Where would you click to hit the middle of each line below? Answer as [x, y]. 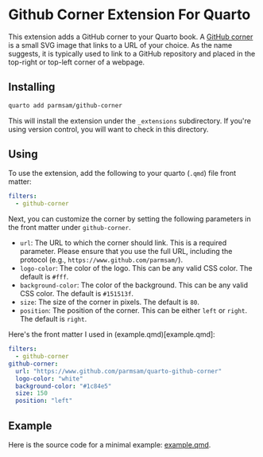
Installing [32, 87]
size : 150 [31, 393]
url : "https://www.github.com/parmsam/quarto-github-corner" [119, 371]
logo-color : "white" [49, 379]
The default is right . [53, 319]
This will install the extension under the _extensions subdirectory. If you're [130, 120]
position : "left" [44, 401]
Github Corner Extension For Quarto [130, 15]
